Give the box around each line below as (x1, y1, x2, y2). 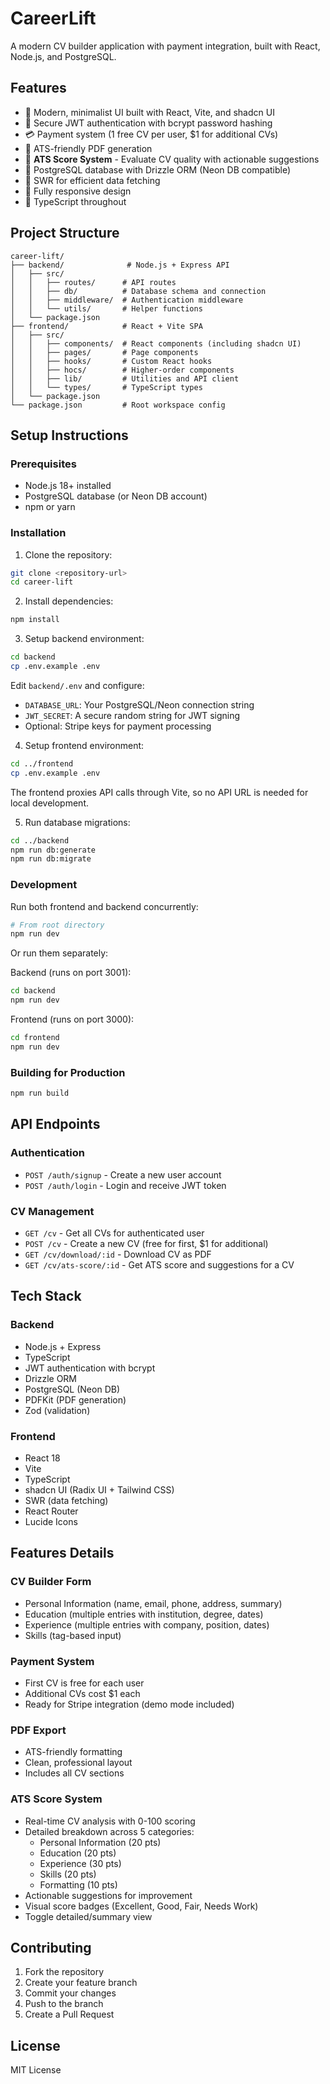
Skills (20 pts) (39, 1868, 97, 1880)
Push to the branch (24, 1998, 104, 2010)
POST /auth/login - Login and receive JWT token (24, 1179, 227, 1191)
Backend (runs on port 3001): (10, 967, 132, 979)
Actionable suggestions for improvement (24, 1889, 193, 1901)
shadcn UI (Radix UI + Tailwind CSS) (24, 1483, 175, 1496)
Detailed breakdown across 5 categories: (24, 1825, 195, 1837)
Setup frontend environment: (24, 739, 145, 751)
